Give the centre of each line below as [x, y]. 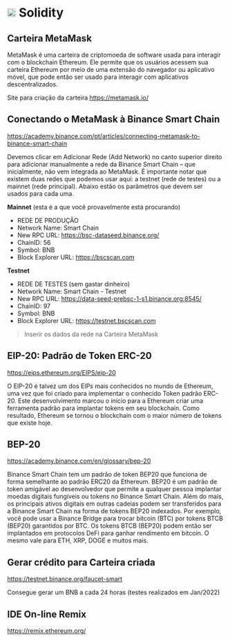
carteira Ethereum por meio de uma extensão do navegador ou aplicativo [111, 70]
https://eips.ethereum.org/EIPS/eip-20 [61, 372]
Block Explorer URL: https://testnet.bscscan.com [86, 320]
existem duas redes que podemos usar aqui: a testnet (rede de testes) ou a [114, 178]
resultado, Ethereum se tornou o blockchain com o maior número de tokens [115, 415]
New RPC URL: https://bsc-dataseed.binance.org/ [88, 235]
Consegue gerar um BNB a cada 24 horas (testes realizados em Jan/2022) [114, 592]
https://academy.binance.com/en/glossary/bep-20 [79, 461]
